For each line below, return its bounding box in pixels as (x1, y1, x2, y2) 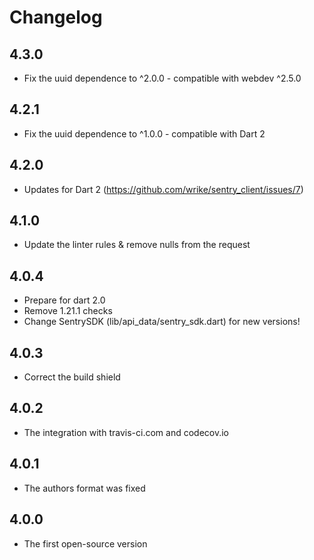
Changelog (9, 6, 103, 29)
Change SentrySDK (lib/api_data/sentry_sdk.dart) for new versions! (23, 316, 301, 328)
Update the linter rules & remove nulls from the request (23, 239, 251, 251)
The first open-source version (23, 537, 148, 550)
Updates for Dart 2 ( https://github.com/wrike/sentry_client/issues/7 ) (23, 183, 304, 195)
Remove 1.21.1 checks (23, 305, 113, 317)
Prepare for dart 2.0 (23, 294, 106, 306)
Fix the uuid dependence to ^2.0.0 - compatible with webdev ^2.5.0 (23, 72, 302, 84)
